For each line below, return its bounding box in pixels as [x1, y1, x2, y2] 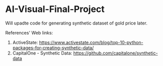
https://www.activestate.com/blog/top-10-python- [39, 39, 144, 45]
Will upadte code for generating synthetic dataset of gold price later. [5, 20, 148, 26]
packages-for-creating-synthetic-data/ [12, 44, 94, 50]
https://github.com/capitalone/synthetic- [73, 50, 158, 56]
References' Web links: [5, 29, 53, 35]
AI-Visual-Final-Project [5, 3, 105, 15]
